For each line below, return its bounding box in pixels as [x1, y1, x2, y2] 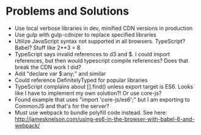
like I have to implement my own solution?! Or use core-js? [14, 89, 162, 97]
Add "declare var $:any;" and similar [14, 70, 106, 77]
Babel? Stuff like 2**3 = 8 [14, 44, 81, 51]
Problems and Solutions [5, 4, 130, 18]
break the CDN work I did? [14, 63, 82, 71]
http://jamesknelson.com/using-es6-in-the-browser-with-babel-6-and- [14, 115, 195, 123]
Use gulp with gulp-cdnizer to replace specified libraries [14, 31, 156, 38]
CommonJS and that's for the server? [14, 102, 109, 109]
